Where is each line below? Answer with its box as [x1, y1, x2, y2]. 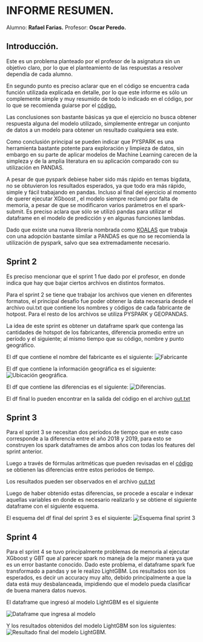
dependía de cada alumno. [6, 70, 73, 78]
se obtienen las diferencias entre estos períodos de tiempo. [6, 466, 155, 474]
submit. [6, 208, 25, 215]
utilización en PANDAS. [6, 163, 64, 171]
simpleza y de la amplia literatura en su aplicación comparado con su [6, 157, 179, 165]
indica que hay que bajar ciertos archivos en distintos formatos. [6, 279, 165, 286]
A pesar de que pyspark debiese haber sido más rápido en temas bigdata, [6, 176, 191, 183]
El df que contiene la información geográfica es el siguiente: [6, 365, 156, 372]
